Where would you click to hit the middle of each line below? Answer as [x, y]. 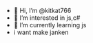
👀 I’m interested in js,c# [47, 18]
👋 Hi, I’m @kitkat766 [42, 11]
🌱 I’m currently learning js [50, 25]
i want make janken [41, 32]
